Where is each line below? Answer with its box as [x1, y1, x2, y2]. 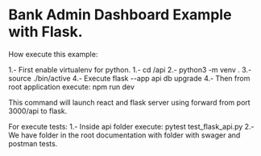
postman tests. [8, 138, 58, 148]
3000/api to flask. [8, 106, 68, 116]
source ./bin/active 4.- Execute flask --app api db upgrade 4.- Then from [8, 73, 251, 83]
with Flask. [8, 23, 83, 41]
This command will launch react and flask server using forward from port [8, 97, 251, 107]
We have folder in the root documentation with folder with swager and [8, 130, 241, 140]
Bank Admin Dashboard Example [8, 6, 232, 24]
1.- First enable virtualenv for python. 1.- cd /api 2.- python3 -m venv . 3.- [8, 64, 252, 74]
